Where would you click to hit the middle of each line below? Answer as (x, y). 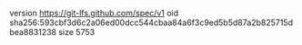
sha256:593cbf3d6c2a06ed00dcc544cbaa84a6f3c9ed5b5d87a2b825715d (151, 22)
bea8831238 (33, 32)
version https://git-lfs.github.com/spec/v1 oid (94, 13)
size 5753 (77, 32)
